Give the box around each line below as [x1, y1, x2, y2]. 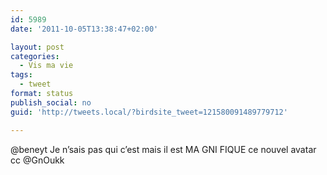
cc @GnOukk [10, 154, 65, 166]
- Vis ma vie [19, 61, 74, 71]
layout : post [10, 42, 65, 52]
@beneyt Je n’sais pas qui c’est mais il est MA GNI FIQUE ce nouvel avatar [10, 143, 317, 155]
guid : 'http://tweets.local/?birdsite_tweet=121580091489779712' [10, 107, 288, 117]
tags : [10, 70, 33, 80]
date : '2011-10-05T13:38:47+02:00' [10, 24, 159, 34]
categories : [10, 51, 60, 61]
